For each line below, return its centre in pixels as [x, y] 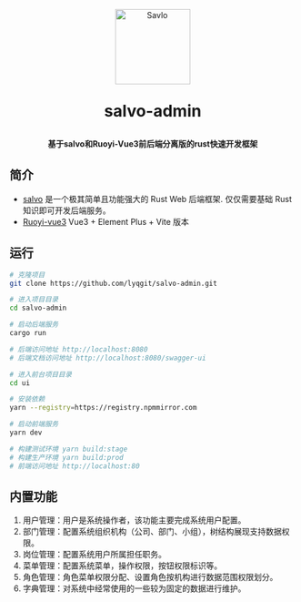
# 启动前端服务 [34, 424]
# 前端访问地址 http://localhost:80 [75, 466]
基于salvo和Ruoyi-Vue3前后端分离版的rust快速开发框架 [153, 144]
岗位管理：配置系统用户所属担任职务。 [94, 555]
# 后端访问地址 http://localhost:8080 [79, 349]
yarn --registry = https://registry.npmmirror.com [103, 408]
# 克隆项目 [27, 275]
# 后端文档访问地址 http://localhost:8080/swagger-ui [108, 358]
